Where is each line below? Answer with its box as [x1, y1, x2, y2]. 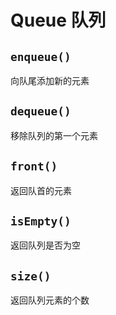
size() [10, 269, 52, 283]
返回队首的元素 [10, 184, 72, 196]
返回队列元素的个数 [10, 294, 90, 306]
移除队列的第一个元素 [10, 129, 98, 141]
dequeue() [10, 104, 72, 119]
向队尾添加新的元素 [10, 75, 90, 86]
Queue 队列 [10, 9, 107, 32]
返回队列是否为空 [10, 239, 81, 251]
